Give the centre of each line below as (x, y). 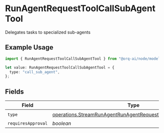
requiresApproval (28, 124)
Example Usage (29, 47)
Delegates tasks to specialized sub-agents (48, 32)
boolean (62, 123)
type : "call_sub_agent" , (35, 72)
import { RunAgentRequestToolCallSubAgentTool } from (61, 59)
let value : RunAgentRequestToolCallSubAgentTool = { (60, 67)
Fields (15, 91)
